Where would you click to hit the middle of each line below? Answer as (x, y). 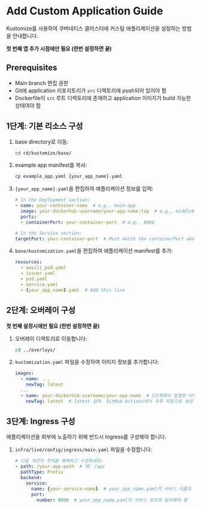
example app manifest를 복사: (51, 165)
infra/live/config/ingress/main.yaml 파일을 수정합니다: (83, 450)
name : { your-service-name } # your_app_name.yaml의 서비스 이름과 (111, 489)
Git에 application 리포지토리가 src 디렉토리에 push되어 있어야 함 (91, 90)
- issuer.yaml (38, 274)
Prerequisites (32, 68)
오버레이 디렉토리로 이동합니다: (51, 338)
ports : (29, 217)
